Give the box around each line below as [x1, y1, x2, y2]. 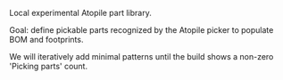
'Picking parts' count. [9, 61, 87, 71]
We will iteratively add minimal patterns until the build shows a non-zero [9, 52, 274, 61]
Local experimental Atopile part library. [9, 8, 152, 18]
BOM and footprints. [9, 35, 84, 44]
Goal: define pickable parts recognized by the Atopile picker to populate [9, 25, 274, 35]
